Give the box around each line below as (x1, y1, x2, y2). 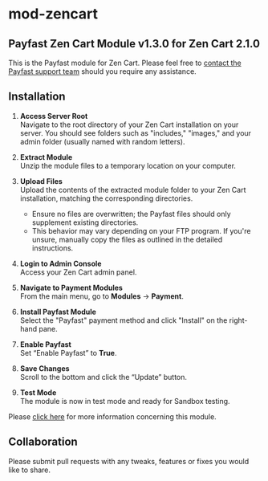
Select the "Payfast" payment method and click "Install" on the (19, 315, 228, 325)
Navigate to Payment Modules (19, 283, 123, 292)
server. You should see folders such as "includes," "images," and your (19, 128, 251, 137)
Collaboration (8, 435, 78, 449)
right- (229, 315, 248, 325)
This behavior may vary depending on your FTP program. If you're (31, 226, 251, 235)
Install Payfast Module (19, 307, 96, 316)
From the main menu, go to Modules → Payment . (19, 291, 185, 301)
